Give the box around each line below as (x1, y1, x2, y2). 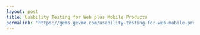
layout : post (6, 8, 39, 15)
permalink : (6, 20, 33, 26)
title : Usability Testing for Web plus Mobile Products (6, 14, 148, 20)
